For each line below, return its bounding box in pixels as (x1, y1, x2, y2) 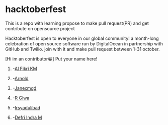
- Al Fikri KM (12, 66, 37, 72)
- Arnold (12, 75, 29, 81)
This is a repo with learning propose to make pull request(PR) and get (5, 20, 149, 26)
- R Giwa (12, 95, 30, 101)
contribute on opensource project (5, 25, 75, 31)
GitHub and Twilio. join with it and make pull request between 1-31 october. (5, 46, 160, 52)
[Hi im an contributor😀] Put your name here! (5, 55, 98, 61)
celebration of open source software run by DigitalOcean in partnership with (5, 40, 163, 46)
